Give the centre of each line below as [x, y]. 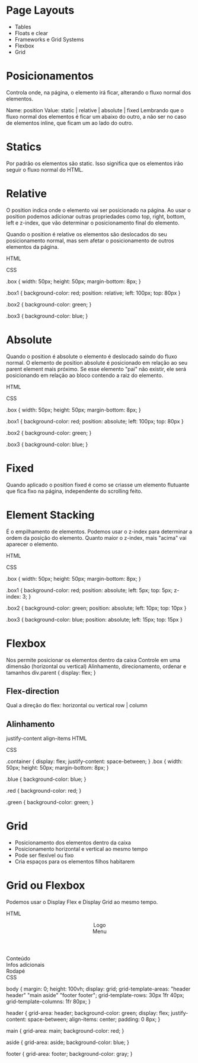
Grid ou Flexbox [46, 886]
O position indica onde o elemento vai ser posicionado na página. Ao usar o [98, 210]
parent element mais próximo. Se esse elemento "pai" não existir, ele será [96, 369]
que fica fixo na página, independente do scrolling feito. [74, 491]
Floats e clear [31, 33]
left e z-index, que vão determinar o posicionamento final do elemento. [93, 223]
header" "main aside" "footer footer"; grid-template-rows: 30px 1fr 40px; [95, 995]
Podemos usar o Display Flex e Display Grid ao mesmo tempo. [82, 902]
